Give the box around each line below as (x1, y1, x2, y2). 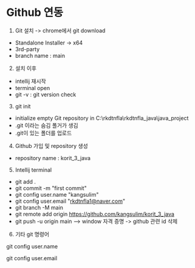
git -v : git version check (15, 91, 77, 98)
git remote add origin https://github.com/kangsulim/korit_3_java (15, 210, 175, 217)
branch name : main (15, 52, 66, 59)
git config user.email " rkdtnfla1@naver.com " (15, 197, 126, 205)
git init (15, 102, 31, 110)
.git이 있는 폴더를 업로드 (15, 129, 72, 136)
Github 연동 (6, 5, 64, 19)
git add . (15, 178, 36, 185)
